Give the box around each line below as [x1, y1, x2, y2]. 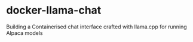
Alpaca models [6, 29, 43, 36]
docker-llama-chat [6, 4, 102, 17]
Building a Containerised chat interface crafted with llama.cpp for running [6, 23, 187, 30]
